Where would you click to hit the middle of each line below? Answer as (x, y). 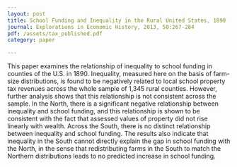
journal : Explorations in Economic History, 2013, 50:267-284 (101, 27)
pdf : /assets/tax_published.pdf (55, 33)
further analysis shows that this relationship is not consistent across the (112, 97)
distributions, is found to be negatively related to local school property (123, 81)
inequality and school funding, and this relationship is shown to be (104, 111)
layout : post (27, 14)
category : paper (31, 40)
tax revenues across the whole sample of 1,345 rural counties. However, (112, 89)
